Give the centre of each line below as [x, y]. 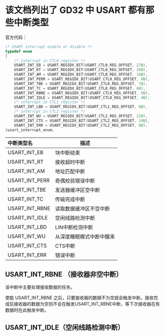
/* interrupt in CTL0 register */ [50, 61]
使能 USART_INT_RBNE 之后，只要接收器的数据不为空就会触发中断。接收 [80, 298]
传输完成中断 [70, 199]
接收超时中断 [70, 162]
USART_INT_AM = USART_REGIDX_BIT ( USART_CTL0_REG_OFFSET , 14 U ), [81, 75]
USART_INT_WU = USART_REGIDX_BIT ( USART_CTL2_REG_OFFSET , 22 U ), [81, 116]
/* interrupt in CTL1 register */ [50, 102]
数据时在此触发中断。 [27, 310]
